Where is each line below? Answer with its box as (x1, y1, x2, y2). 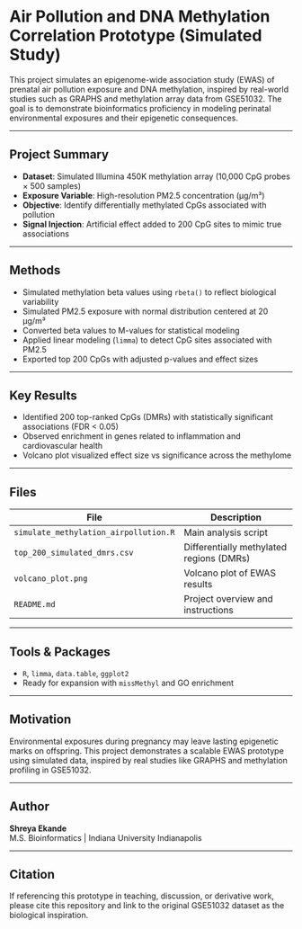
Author (9, 799, 49, 815)
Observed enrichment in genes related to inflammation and (22, 431, 241, 442)
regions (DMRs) (183, 552, 251, 565)
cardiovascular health (22, 441, 103, 451)
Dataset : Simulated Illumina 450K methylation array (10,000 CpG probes (22, 171, 290, 182)
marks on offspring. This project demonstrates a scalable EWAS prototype (9, 745, 285, 756)
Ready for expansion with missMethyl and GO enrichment (22, 677, 234, 688)
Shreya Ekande (9, 823, 67, 834)
